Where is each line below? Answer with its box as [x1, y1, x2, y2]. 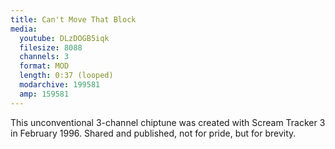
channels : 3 [19, 52, 70, 62]
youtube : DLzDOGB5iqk [19, 33, 110, 43]
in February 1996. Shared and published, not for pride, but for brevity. [10, 127, 297, 139]
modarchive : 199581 [19, 80, 101, 90]
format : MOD [19, 61, 70, 71]
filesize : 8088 [19, 42, 83, 53]
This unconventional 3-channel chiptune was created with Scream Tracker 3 [10, 116, 326, 128]
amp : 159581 [19, 89, 70, 99]
